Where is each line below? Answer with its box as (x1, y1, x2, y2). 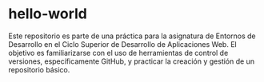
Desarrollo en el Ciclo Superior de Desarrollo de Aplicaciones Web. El (8, 39, 238, 49)
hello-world (8, 5, 88, 23)
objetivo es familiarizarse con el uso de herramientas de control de (8, 48, 229, 57)
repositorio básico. (8, 64, 70, 74)
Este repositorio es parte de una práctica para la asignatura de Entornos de (8, 31, 256, 41)
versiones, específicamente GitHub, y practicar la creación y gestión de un (8, 57, 254, 66)
